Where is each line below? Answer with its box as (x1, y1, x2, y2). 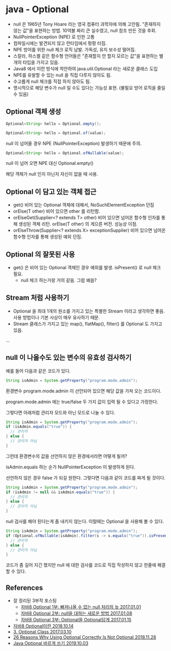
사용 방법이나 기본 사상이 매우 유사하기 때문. (13, 314, 100, 320)
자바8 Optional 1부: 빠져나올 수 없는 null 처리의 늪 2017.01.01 (20, 604, 141, 610)
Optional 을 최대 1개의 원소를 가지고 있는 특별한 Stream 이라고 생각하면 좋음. (13, 308, 165, 314)
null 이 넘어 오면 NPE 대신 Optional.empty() (6, 160, 94, 166)
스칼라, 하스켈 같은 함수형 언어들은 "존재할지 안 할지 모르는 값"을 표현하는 (13, 52, 158, 59)
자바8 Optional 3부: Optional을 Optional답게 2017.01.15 (20, 617, 131, 623)
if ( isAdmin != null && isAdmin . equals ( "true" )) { (6, 490, 115, 495)
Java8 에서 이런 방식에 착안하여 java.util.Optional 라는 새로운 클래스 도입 (13, 65, 158, 72)
